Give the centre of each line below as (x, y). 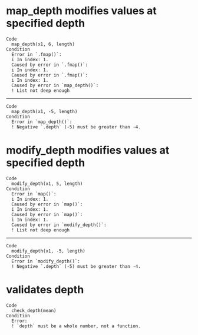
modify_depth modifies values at (88, 150)
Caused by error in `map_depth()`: (55, 85)
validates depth (45, 290)
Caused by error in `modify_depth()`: (59, 225)
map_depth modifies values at (82, 11)
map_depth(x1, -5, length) (44, 111)
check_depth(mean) (34, 310)
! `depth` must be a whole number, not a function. (76, 326)
